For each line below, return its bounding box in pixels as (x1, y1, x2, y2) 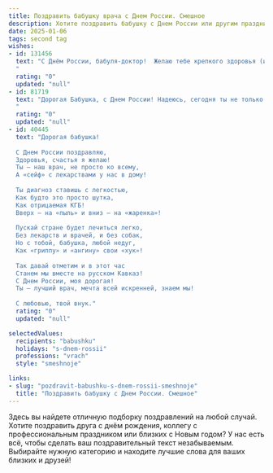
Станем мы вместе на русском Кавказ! (15, 269, 144, 278)
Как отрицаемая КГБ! (15, 201, 85, 209)
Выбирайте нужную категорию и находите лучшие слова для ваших (8, 446, 245, 456)
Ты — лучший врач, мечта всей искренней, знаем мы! (15, 284, 195, 293)
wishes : (8, 42, 35, 50)
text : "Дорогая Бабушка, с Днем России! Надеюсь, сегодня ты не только (15, 95, 264, 103)
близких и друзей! (8, 455, 71, 465)
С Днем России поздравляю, (15, 148, 107, 156)
